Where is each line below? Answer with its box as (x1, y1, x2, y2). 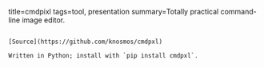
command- (220, 7, 258, 16)
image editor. (22, 15, 66, 25)
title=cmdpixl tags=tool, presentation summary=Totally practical (8, 7, 219, 16)
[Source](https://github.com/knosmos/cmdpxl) (8, 38, 162, 46)
